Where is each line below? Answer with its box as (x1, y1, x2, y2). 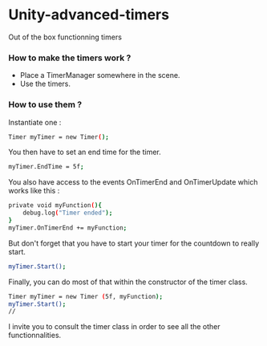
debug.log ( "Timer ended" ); (22, 209, 113, 218)
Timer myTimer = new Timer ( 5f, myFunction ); (8, 292, 163, 300)
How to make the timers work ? (8, 52, 131, 63)
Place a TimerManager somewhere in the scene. (19, 71, 180, 80)
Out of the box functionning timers (8, 32, 123, 42)
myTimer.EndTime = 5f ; (8, 163, 84, 171)
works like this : (8, 186, 60, 196)
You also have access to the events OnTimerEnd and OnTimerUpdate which (8, 177, 258, 187)
